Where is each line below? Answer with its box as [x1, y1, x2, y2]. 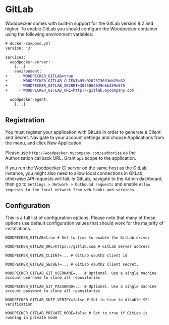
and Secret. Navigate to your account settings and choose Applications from [5, 134, 164, 140]
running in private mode [5, 315, 58, 320]
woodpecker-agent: [10, 97, 49, 102]
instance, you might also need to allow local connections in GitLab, [5, 170, 144, 176]
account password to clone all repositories [5, 288, 100, 294]
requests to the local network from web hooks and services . [5, 187, 136, 193]
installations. [5, 226, 32, 232]
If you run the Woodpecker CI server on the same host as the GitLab [5, 165, 147, 171]
